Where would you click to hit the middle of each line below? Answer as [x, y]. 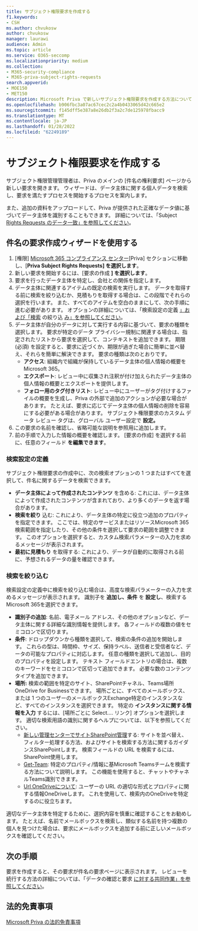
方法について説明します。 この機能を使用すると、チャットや [101, 772]
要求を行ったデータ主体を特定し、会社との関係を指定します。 [89, 280]
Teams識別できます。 [55, 779]
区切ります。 [56, 632]
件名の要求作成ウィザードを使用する [72, 243]
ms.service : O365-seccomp [38, 55]
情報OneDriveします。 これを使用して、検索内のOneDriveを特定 [111, 794]
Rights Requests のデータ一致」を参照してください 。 [70, 222]
